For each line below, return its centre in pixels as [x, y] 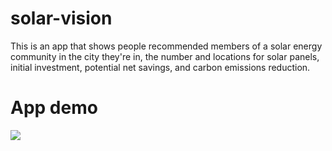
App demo [54, 108]
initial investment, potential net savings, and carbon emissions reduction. [160, 67]
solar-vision [61, 18]
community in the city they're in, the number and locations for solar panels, [165, 56]
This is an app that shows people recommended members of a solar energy [166, 46]
